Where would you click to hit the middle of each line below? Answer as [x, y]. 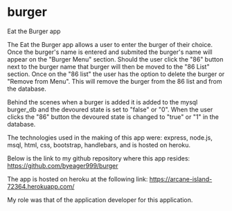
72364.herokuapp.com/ [41, 186]
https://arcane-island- [181, 179]
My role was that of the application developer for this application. [100, 200]
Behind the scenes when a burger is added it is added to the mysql [102, 102]
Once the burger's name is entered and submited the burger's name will [110, 52]
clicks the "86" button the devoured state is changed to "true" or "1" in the [113, 117]
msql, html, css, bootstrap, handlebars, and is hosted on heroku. [99, 145]
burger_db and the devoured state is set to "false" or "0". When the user [110, 109]
